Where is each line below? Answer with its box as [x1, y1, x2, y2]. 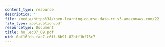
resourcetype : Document [5, 25, 54, 30]
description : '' [5, 12, 38, 17]
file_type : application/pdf [5, 21, 63, 26]
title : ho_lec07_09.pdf [5, 30, 54, 35]
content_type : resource [5, 7, 54, 12]
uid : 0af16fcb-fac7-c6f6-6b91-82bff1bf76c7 [5, 35, 96, 40]
